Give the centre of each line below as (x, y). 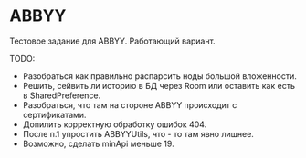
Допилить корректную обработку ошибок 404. (115, 124)
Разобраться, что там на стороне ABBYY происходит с (130, 104)
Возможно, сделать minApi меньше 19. (99, 143)
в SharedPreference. (62, 95)
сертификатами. (54, 114)
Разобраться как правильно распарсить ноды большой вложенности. (159, 76)
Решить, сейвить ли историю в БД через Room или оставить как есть (158, 85)
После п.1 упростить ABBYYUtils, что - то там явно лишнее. (138, 133)
